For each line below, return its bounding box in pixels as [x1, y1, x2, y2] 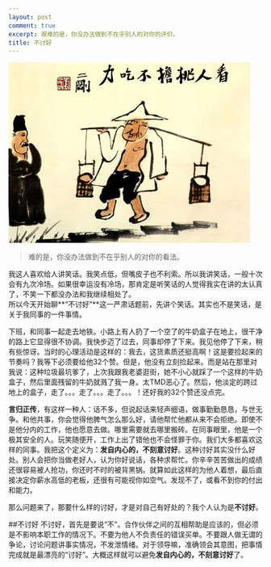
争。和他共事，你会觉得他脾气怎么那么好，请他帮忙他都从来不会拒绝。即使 [8, 414, 256, 424]
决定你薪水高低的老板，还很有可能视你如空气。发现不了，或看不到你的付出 [15, 475, 263, 485]
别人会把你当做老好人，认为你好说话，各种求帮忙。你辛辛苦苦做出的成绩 [22, 455, 263, 464]
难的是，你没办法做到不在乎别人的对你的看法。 [27, 252, 184, 262]
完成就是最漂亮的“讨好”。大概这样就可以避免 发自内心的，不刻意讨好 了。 [8, 550, 248, 560]
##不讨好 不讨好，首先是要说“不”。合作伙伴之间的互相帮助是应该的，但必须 [8, 519, 259, 529]
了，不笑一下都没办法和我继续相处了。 [8, 289, 135, 299]
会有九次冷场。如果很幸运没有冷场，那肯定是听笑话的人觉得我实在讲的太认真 [8, 279, 263, 289]
